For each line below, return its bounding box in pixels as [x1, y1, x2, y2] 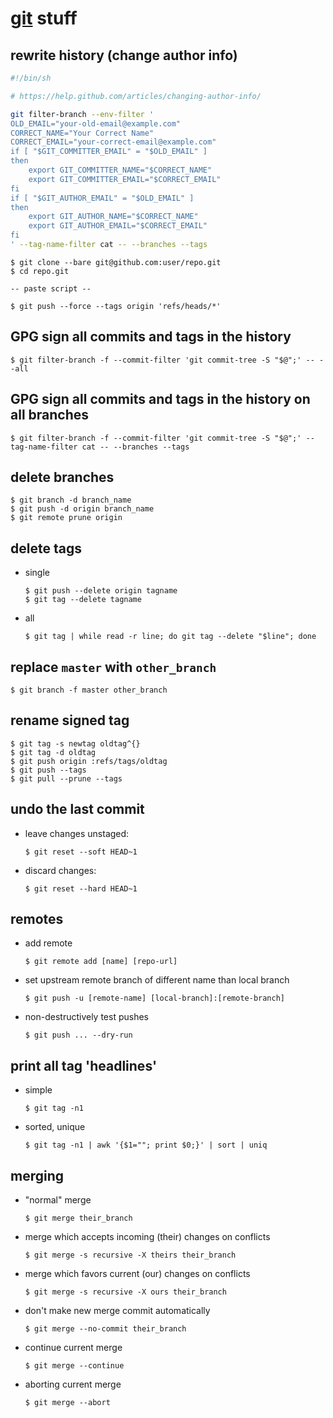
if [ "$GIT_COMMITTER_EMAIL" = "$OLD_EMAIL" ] [10, 147, 208, 157]
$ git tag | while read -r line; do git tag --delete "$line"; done [24, 632, 317, 642]
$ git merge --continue [24, 1361, 125, 1371]
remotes [10, 910, 64, 927]
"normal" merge [24, 1194, 92, 1206]
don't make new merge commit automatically [24, 1305, 211, 1316]
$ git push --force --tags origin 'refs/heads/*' [10, 301, 222, 311]
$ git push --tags [10, 765, 87, 775]
